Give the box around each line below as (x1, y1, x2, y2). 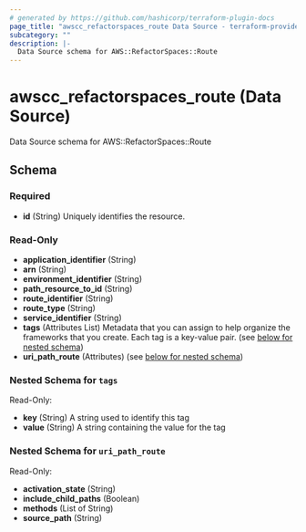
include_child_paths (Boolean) (22, 493, 140, 504)
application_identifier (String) (22, 255, 137, 266)
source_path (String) (22, 512, 103, 523)
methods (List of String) (22, 503, 114, 514)
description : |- (9, 38, 71, 48)
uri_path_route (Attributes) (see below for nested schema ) (22, 351, 244, 362)
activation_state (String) (22, 483, 117, 494)
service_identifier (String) (22, 312, 123, 324)
